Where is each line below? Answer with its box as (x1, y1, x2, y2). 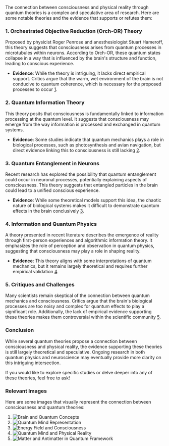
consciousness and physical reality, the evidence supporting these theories (5, 343, 162, 350)
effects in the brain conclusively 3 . (12, 208, 84, 214)
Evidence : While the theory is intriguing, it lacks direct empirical (12, 70, 146, 76)
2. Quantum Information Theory (5, 99, 85, 106)
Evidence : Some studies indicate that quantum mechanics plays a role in (12, 136, 164, 142)
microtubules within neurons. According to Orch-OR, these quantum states (5, 50, 160, 56)
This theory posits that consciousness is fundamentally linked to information (5, 111, 164, 117)
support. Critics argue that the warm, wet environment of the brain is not (12, 76, 163, 82)
